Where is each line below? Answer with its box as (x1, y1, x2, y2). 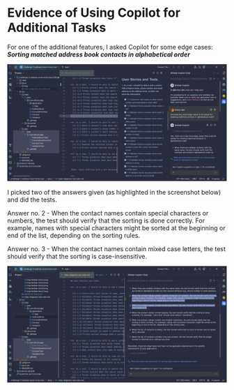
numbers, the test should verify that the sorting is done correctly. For (7, 216, 205, 225)
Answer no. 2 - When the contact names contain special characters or (7, 209, 209, 217)
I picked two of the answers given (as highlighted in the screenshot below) (7, 188, 221, 196)
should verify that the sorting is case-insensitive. (7, 252, 148, 260)
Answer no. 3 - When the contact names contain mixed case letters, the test (7, 244, 226, 253)
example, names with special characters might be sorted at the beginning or (7, 223, 226, 232)
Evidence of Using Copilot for (7, 5, 181, 21)
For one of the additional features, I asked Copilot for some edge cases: (7, 43, 213, 51)
